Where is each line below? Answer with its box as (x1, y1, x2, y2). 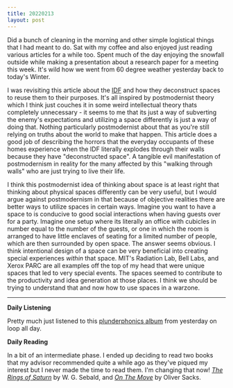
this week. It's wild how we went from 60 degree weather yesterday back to (7, 65, 224, 73)
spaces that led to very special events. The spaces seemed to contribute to (7, 268, 223, 277)
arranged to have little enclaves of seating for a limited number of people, (7, 231, 217, 240)
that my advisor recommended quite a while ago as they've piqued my (7, 358, 208, 367)
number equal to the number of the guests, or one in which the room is (7, 224, 209, 233)
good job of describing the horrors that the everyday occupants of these (7, 137, 214, 145)
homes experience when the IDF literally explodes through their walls (7, 145, 205, 153)
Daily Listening (7, 303, 51, 312)
